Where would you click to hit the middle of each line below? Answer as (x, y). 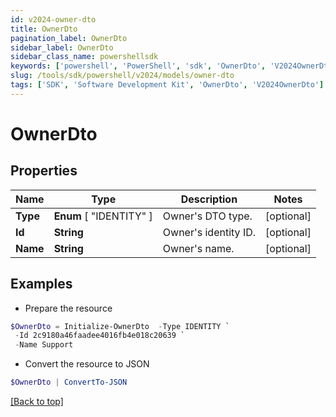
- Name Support (44, 345)
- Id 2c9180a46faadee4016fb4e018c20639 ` (100, 336)
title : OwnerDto (44, 29)
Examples (41, 284)
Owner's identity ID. (209, 232)
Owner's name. (198, 248)
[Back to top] (37, 402)
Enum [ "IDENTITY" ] (103, 216)
